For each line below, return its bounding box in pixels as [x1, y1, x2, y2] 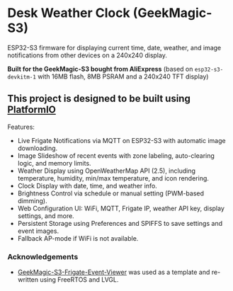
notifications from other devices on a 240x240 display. [7, 51, 168, 59]
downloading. [17, 144, 58, 152]
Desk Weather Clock [7, 5, 130, 21]
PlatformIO [7, 104, 57, 116]
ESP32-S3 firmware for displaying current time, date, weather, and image [7, 43, 222, 52]
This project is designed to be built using [7, 93, 191, 105]
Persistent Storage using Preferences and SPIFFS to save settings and [17, 219, 223, 227]
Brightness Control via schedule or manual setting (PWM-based [17, 189, 204, 198]
